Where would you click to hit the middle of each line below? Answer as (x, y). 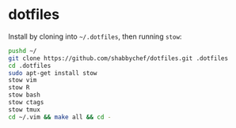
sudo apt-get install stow (53, 73)
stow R (19, 88)
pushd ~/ (23, 51)
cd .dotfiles (30, 66)
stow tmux (25, 109)
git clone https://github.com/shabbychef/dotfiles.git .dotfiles (118, 58)
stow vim (23, 81)
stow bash (25, 95)
